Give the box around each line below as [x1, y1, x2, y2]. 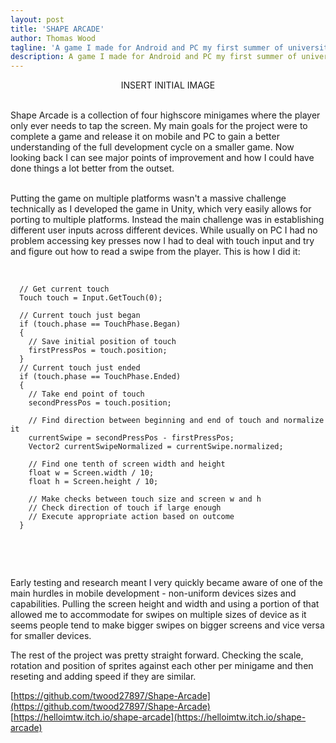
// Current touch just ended [19, 363, 141, 373]
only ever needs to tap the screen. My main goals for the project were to [10, 120, 308, 132]
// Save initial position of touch [28, 337, 177, 347]
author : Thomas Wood [10, 33, 97, 43]
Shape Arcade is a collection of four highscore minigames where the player [10, 109, 321, 121]
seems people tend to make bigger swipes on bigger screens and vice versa [10, 619, 325, 631]
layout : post [10, 14, 65, 25]
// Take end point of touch [28, 389, 145, 400]
